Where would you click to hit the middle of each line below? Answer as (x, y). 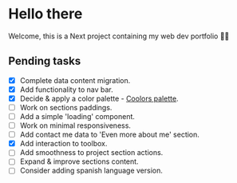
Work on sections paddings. (66, 107)
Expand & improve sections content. (79, 161)
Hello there (45, 14)
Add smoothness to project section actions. (91, 153)
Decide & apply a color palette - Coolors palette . (99, 98)
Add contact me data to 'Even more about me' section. (109, 135)
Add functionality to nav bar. (66, 90)
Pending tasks (45, 61)
